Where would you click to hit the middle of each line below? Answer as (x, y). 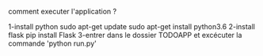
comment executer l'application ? (63, 11)
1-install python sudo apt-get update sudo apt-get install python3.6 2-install (132, 26)
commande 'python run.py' (52, 43)
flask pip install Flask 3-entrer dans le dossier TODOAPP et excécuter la (125, 35)
